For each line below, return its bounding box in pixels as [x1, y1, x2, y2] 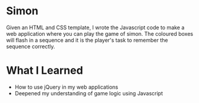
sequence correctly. [6, 43, 55, 50]
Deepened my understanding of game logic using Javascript [14, 89, 163, 96]
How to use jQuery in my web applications [14, 83, 119, 90]
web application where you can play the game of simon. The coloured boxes [6, 30, 194, 37]
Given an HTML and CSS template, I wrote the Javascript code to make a [6, 24, 185, 31]
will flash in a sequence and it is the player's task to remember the [6, 36, 168, 43]
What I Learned [6, 64, 83, 77]
